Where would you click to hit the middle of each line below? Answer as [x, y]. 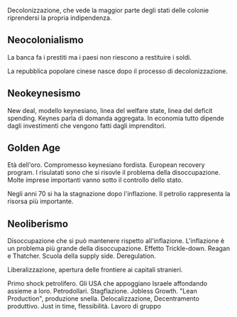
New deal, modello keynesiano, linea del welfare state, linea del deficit [110, 110]
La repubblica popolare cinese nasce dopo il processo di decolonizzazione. [118, 71]
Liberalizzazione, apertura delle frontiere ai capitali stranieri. [95, 270]
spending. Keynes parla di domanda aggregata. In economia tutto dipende [116, 118]
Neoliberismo [38, 224]
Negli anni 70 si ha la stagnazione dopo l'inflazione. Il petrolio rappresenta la [119, 194]
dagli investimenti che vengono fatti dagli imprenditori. [87, 125]
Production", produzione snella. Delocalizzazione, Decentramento [104, 299]
